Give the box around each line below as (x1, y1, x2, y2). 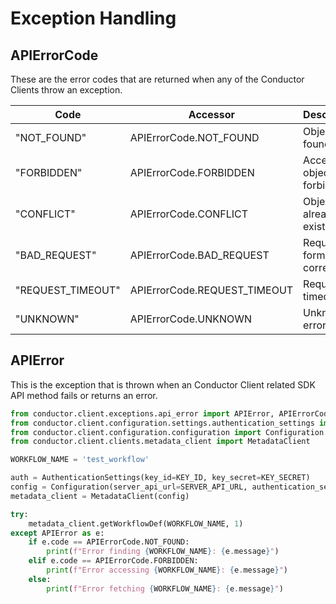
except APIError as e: (10, 528, 105, 538)
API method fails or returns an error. (10, 389, 158, 401)
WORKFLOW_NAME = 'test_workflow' (10, 455, 150, 465)
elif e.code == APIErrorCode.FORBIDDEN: (28, 556, 199, 566)
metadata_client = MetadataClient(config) (10, 491, 190, 501)
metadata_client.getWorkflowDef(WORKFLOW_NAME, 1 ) (28, 518, 244, 529)
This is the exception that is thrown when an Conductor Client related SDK (10, 378, 316, 391)
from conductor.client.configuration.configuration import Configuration (10, 427, 325, 437)
